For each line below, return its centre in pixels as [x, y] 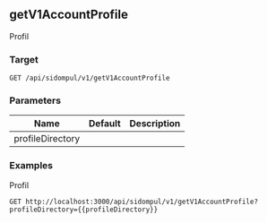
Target [24, 59]
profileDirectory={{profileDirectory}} [84, 210]
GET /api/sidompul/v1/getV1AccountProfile [90, 78]
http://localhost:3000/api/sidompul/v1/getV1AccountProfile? [142, 202]
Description [155, 124]
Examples [31, 166]
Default [104, 124]
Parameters [35, 100]
